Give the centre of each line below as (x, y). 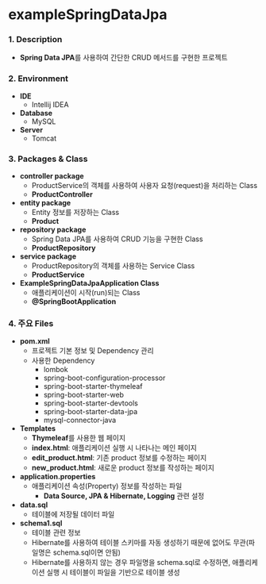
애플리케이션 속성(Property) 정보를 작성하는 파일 (107, 486)
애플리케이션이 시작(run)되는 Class (86, 293)
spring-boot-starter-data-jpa (91, 412)
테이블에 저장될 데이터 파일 (73, 514)
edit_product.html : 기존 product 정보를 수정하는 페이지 (119, 458)
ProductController (62, 194)
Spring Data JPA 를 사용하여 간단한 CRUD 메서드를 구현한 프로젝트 (123, 58)
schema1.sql (41, 523)
